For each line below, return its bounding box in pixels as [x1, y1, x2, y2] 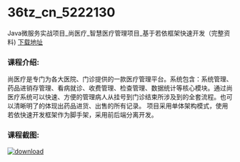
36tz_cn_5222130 [7, 4, 116, 21]
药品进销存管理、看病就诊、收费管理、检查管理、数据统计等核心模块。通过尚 [7, 83, 233, 93]
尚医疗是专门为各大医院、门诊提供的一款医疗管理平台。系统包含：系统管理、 [7, 75, 233, 83]
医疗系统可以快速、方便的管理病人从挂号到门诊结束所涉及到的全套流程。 [7, 93, 220, 101]
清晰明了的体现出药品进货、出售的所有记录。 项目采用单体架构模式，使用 [13, 101, 229, 111]
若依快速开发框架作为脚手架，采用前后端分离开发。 [7, 111, 158, 119]
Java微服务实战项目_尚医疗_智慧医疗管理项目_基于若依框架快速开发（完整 [7, 29, 224, 37]
